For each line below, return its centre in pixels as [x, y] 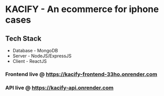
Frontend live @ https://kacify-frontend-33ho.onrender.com [81, 74]
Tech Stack [23, 38]
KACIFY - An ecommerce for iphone [82, 9]
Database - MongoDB [35, 51]
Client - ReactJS [30, 61]
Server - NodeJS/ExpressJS [42, 56]
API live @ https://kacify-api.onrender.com [59, 87]
